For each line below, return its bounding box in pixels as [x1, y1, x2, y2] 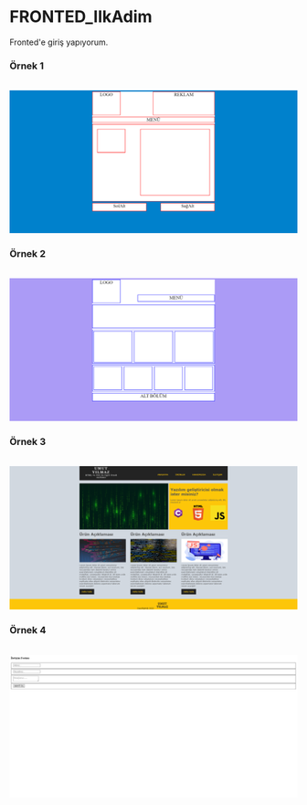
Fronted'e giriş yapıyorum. [9, 37, 109, 48]
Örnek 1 [9, 59, 44, 72]
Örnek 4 [9, 624, 47, 637]
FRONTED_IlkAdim [9, 6, 153, 27]
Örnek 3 [9, 435, 47, 448]
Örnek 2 [9, 247, 46, 260]
